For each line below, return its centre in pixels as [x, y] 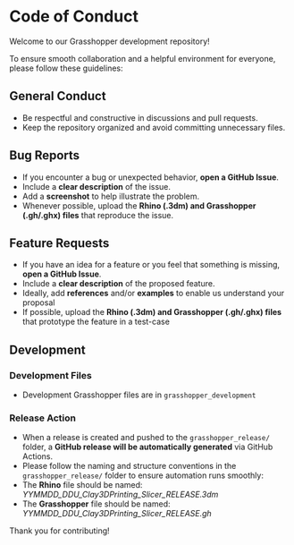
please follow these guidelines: [66, 68]
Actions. [38, 456]
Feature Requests [59, 243]
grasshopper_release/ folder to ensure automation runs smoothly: [143, 475]
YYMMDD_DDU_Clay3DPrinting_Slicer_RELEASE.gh [117, 514]
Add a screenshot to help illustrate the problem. [110, 196]
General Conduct [58, 96]
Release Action [43, 418]
